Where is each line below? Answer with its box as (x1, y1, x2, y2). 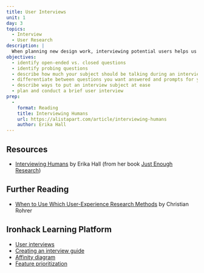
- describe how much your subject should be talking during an (12, 71, 175, 77)
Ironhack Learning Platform (6, 224, 112, 235)
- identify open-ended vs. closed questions (12, 59, 126, 66)
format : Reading (17, 104, 59, 111)
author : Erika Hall (17, 122, 67, 128)
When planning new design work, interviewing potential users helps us (12, 49, 197, 55)
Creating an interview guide (15, 247, 85, 254)
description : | (6, 43, 45, 49)
